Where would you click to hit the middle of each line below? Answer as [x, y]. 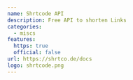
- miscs [25, 33]
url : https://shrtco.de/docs [50, 59]
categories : [24, 26]
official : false [37, 53]
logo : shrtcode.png [36, 65]
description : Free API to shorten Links [67, 20]
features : [22, 40]
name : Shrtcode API [36, 14]
